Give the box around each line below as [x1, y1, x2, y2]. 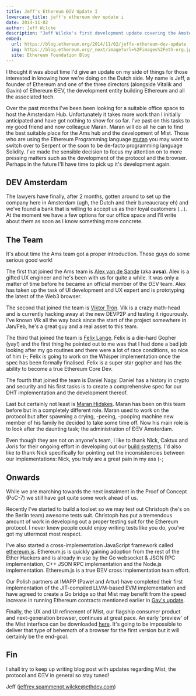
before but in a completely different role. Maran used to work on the [6, 407, 169, 414]
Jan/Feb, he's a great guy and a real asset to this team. [6, 323, 138, 330]
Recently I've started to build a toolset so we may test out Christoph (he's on [6, 506, 190, 513]
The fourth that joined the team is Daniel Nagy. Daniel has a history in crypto [6, 377, 190, 384]
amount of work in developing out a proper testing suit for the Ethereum [6, 518, 178, 525]
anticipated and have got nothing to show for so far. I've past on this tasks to [6, 117, 190, 124]
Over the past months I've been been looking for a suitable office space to [6, 104, 185, 111]
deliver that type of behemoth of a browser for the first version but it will [6, 627, 180, 634]
